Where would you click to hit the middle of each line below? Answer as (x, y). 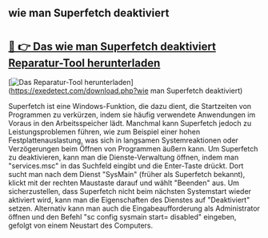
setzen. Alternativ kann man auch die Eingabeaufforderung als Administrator (134, 208)
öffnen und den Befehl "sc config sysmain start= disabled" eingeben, (122, 217)
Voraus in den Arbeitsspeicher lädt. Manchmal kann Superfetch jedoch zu (130, 123)
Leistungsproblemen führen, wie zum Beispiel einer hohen (104, 132)
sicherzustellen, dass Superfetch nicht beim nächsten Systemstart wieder (130, 191)
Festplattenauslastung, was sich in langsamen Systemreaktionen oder (123, 140)
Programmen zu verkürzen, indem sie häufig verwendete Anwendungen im (132, 115)
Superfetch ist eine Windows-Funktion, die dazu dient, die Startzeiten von (130, 106)
